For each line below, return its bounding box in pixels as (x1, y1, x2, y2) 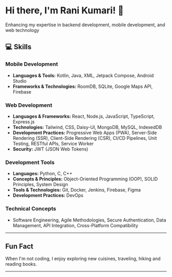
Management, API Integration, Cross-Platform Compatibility (12, 222, 138, 228)
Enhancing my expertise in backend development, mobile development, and (5, 22, 165, 28)
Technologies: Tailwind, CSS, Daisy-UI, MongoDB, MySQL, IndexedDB (12, 124, 162, 130)
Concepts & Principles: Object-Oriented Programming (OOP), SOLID (12, 176, 158, 182)
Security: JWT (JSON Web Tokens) (12, 146, 89, 152)
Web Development (5, 101, 53, 108)
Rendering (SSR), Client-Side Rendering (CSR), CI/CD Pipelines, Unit (12, 135, 157, 141)
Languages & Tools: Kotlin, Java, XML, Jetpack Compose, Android (12, 72, 154, 79)
